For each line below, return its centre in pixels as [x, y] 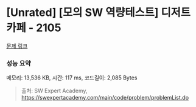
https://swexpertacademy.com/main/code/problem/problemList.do [105, 98]
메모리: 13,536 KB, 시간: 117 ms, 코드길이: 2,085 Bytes [72, 78]
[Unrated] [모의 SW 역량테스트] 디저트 [98, 13]
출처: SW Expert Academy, [54, 91]
